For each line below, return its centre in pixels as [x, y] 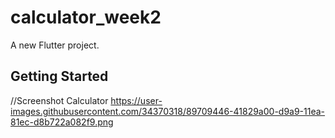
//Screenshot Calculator [59, 100]
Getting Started [59, 76]
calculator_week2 [86, 17]
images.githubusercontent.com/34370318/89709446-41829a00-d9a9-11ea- [168, 111]
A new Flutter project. [55, 45]
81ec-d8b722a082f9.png [62, 122]
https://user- [136, 100]
